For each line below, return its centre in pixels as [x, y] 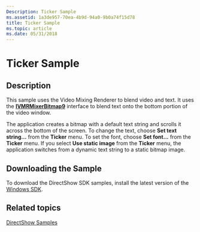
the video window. [29, 113]
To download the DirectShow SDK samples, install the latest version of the [98, 182]
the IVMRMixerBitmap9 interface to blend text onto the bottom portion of [97, 106]
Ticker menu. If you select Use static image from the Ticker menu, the [94, 144]
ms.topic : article [29, 28]
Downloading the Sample [54, 168]
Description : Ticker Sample [41, 12]
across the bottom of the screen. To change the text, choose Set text [92, 131]
